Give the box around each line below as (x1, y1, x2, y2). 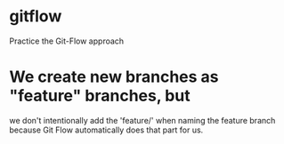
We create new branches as (9, 67, 220, 87)
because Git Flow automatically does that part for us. (9, 124, 204, 135)
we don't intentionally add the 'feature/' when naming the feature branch (9, 115, 276, 125)
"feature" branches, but (9, 86, 191, 106)
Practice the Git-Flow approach (9, 36, 125, 46)
